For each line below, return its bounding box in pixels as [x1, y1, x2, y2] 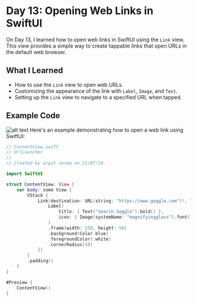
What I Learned [6, 66, 63, 76]
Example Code [6, 110, 60, 121]
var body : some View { [16, 187, 72, 193]
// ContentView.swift [6, 144, 59, 150]
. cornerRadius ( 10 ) [47, 241, 93, 247]
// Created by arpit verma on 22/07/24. [6, 160, 107, 166]
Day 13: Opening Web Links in [6, 4, 154, 18]
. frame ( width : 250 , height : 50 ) [47, 225, 127, 231]
